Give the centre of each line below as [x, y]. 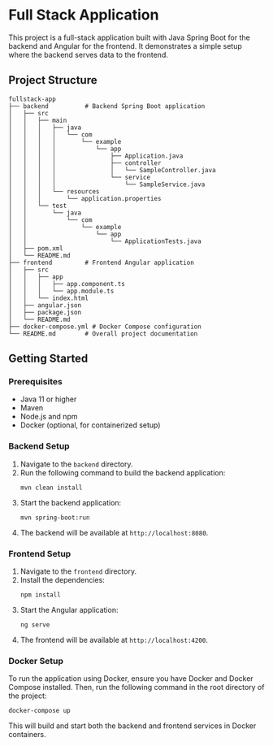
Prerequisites [35, 382]
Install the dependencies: [63, 580]
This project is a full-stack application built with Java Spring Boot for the [129, 37]
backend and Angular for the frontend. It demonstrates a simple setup [125, 46]
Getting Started [48, 359]
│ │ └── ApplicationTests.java [105, 241]
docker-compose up [39, 711]
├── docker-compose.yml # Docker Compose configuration [105, 327]
